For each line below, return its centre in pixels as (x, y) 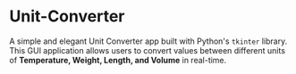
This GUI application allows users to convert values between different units (148, 50)
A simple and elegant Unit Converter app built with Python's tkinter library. (148, 41)
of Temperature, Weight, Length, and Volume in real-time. (118, 60)
